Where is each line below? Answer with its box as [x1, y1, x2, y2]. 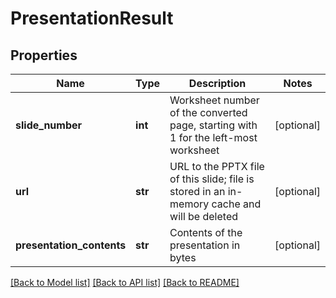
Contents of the [169, 226, 243, 239]
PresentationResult [10, 7, 174, 30]
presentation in [169, 238, 241, 252]
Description [188, 77, 247, 90]
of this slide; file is [169, 172, 255, 186]
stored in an [169, 185, 226, 198]
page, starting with [169, 118, 258, 132]
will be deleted [169, 210, 238, 223]
